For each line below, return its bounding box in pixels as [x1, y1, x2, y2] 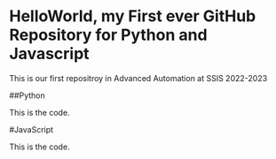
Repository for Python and [9, 25, 208, 45]
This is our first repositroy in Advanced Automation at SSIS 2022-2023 [9, 72, 268, 83]
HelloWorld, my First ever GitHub [9, 6, 256, 26]
